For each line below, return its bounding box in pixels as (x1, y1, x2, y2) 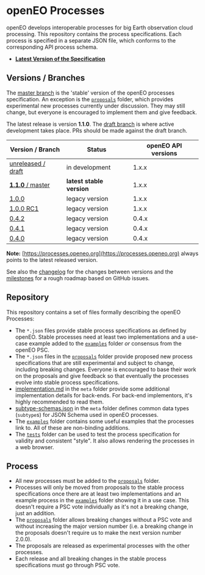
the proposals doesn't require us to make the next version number (15, 529, 182, 537)
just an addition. (15, 510, 56, 517)
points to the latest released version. (6, 256, 98, 263)
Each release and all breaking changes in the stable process (15, 555, 167, 562)
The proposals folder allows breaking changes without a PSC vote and (15, 516, 192, 524)
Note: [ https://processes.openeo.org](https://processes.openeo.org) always (6, 250, 199, 257)
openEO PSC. (15, 346, 50, 353)
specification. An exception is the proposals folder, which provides (6, 95, 174, 103)
